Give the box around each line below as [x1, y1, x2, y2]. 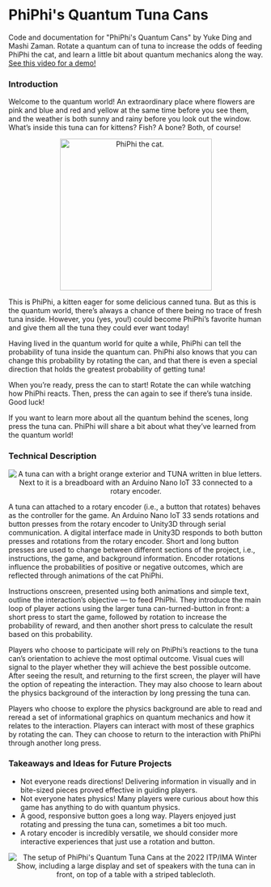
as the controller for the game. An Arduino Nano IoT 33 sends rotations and [8, 510, 260, 520]
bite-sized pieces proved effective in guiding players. [19, 785, 198, 795]
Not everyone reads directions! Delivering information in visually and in [19, 776, 256, 786]
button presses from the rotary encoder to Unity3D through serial [8, 519, 227, 528]
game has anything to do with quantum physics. [19, 802, 180, 812]
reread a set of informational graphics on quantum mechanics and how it [8, 712, 251, 722]
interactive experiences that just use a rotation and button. [19, 836, 215, 847]
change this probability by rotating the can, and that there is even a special [8, 356, 257, 366]
